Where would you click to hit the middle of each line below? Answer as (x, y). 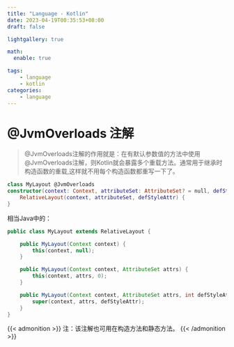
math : (15, 52)
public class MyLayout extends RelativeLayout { (79, 231)
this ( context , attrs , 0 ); (70, 276)
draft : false (26, 26)
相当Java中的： (30, 218)
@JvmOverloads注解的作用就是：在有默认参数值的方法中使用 (112, 154)
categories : (24, 90)
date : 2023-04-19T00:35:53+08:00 (56, 20)
